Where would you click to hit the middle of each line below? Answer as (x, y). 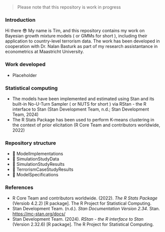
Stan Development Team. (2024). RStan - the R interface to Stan (78, 219)
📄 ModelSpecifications (35, 175)
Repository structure (31, 143)
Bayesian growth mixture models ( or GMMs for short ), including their (76, 36)
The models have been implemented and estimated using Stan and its (83, 99)
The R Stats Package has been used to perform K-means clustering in (83, 119)
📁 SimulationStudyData (36, 159)
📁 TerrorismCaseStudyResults (43, 169)
